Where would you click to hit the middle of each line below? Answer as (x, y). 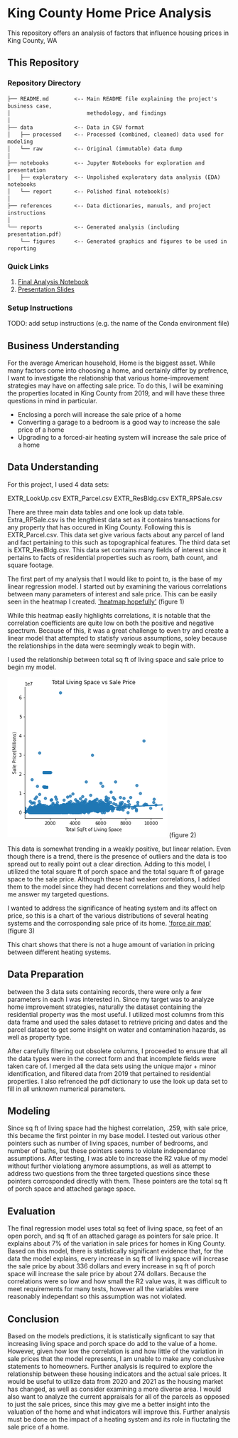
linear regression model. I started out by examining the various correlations (117, 586)
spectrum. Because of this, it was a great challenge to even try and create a (118, 630)
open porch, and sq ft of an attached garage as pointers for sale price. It (113, 1236)
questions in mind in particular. (52, 401)
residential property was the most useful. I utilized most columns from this (116, 1014)
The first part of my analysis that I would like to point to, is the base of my (115, 579)
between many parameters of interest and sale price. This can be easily (112, 594)
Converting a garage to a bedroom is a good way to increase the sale (119, 423)
